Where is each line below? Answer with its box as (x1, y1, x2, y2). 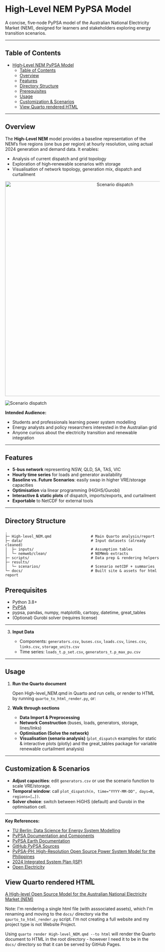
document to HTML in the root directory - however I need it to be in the (5, 936, 149, 942)
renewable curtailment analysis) (19, 746, 84, 752)
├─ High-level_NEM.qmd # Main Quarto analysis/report (5, 534, 155, 539)
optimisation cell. (12, 804, 47, 810)
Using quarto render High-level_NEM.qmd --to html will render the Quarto (5, 931, 156, 937)
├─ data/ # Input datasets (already (5, 538, 146, 543)
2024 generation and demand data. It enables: (5, 146, 99, 152)
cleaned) (5, 543, 23, 548)
